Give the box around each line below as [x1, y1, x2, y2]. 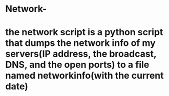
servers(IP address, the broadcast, [5, 48, 157, 60]
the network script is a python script [5, 27, 163, 38]
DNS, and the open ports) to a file [5, 59, 150, 70]
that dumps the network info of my [5, 37, 156, 49]
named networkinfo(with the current [5, 70, 164, 82]
